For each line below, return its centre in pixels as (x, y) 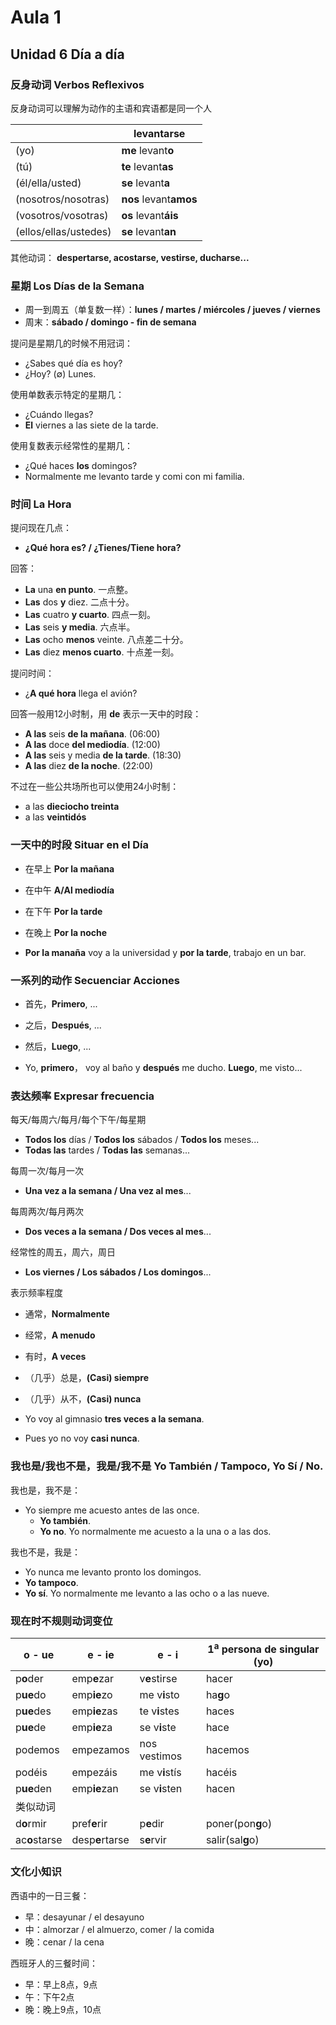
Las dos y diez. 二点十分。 (79, 602)
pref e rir (89, 1824)
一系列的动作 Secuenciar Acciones (95, 980)
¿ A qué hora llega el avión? (81, 693)
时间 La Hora (41, 504)
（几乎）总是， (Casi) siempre (87, 1378)
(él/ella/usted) (48, 183)
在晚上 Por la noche (66, 932)
